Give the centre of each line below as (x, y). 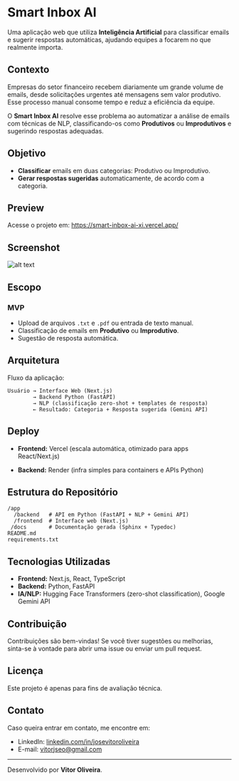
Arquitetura (33, 361)
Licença (26, 671)
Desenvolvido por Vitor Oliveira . (55, 770)
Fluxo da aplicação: (36, 378)
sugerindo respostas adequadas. (56, 131)
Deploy (23, 431)
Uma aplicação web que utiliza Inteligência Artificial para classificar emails (118, 32)
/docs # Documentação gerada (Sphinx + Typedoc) (93, 527)
